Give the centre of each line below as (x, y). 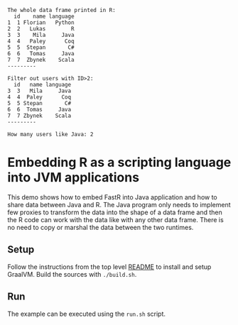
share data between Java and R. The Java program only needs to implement (119, 204)
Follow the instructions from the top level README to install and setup (109, 267)
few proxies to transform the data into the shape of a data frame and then (115, 212)
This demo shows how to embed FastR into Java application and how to (113, 197)
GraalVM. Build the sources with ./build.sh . (72, 274)
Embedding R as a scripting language (119, 162)
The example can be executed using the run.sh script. (86, 314)
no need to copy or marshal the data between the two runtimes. (101, 227)
